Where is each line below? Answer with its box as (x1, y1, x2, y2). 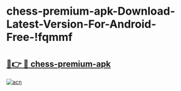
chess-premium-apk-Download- (6, 4, 175, 18)
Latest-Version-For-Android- (6, 17, 157, 31)
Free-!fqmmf (6, 31, 73, 44)
